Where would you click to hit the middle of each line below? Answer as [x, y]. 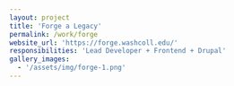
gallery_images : [39, 59]
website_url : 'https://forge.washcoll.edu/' [94, 43]
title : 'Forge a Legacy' [56, 26]
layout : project [39, 17]
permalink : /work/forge [54, 34]
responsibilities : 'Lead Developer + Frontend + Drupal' [118, 51]
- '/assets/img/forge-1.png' [72, 68]
